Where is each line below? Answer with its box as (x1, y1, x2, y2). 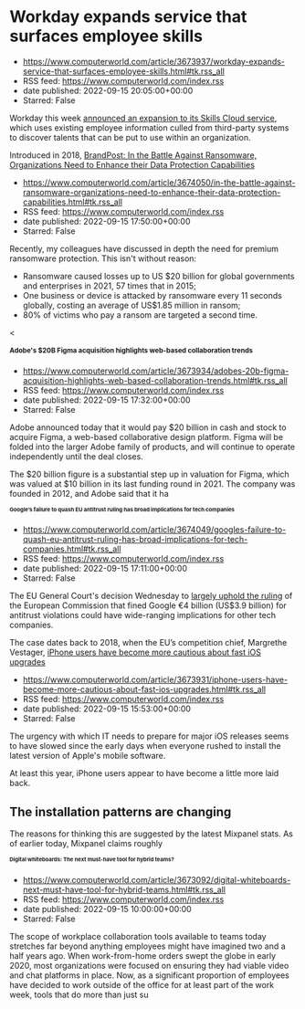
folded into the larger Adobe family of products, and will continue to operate (9, 441, 295, 452)
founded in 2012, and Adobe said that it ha (9, 488, 169, 499)
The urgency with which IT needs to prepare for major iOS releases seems (9, 730, 289, 741)
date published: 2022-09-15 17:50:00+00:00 (22, 215, 191, 226)
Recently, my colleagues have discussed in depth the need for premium (9, 243, 279, 254)
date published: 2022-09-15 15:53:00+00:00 (22, 703, 192, 714)
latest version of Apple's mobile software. (9, 751, 166, 762)
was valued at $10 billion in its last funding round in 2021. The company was (9, 478, 296, 489)
